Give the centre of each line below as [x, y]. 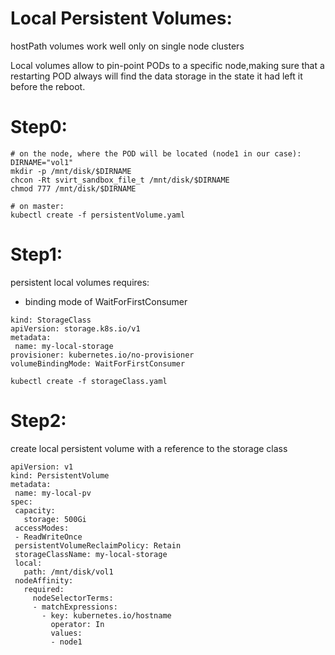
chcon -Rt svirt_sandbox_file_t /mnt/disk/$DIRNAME [120, 180]
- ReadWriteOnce [48, 537]
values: [66, 633]
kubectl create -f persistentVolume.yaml [98, 215]
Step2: [38, 421]
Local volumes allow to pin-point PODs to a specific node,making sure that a [167, 65]
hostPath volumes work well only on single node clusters [127, 46]
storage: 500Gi [55, 519]
